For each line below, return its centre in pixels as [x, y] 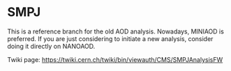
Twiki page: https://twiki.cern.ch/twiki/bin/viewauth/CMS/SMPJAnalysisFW [115, 59]
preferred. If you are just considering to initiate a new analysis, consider [110, 38]
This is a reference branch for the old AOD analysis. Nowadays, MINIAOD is [116, 31]
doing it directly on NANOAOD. [51, 46]
